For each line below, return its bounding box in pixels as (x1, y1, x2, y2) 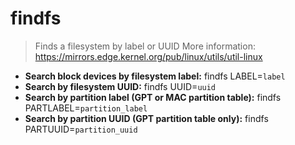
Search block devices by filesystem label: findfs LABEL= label (24, 70, 286, 82)
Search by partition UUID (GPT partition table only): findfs (24, 112, 269, 124)
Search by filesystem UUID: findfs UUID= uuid (24, 80, 217, 92)
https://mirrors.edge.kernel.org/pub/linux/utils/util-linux (34, 50, 263, 62)
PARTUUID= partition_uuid (24, 123, 138, 135)
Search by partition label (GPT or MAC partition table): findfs (24, 91, 282, 103)
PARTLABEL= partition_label (24, 102, 148, 114)
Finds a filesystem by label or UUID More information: (34, 40, 256, 52)
